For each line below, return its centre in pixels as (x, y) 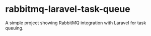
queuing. (14, 28)
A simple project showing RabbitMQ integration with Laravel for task (76, 23)
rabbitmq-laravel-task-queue (68, 9)
